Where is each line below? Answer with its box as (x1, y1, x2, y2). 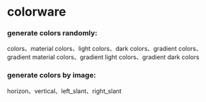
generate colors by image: (7, 71, 96, 80)
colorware (7, 4, 66, 20)
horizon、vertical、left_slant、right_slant (7, 86, 122, 95)
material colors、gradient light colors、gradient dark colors (31, 53, 200, 61)
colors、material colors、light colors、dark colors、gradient (7, 45, 177, 53)
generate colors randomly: (7, 29, 98, 38)
